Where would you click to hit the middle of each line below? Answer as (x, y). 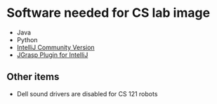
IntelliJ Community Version (56, 47)
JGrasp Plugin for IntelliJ (52, 55)
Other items (33, 77)
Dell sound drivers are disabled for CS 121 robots (87, 93)
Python (27, 39)
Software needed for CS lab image (108, 13)
